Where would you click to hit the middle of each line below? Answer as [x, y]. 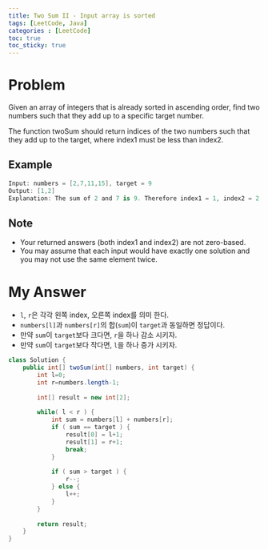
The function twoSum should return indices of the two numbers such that [129, 131]
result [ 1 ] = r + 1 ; [94, 442]
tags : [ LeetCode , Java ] [48, 23]
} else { [66, 487]
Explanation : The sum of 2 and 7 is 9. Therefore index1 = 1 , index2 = [130, 198]
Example [30, 165]
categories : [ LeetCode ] [50, 30]
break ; [76, 449]
